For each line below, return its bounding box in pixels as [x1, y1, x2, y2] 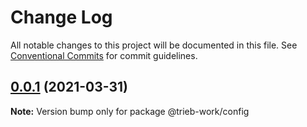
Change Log [10, 6, 113, 29]
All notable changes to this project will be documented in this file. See [10, 39, 298, 51]
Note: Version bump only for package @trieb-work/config [10, 105, 250, 117]
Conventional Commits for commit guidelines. [10, 49, 198, 61]
